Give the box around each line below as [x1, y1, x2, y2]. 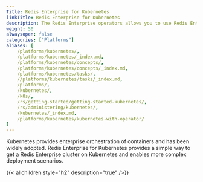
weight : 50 [6, 25, 34, 32]
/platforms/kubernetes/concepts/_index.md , [17, 65, 129, 71]
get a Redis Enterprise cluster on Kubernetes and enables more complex [6, 151, 187, 158]
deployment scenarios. [6, 157, 63, 164]
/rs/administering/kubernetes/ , [17, 104, 98, 111]
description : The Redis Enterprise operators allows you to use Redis [6, 20, 188, 26]
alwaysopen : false [6, 31, 53, 37]
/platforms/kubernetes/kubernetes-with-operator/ [17, 115, 145, 122]
